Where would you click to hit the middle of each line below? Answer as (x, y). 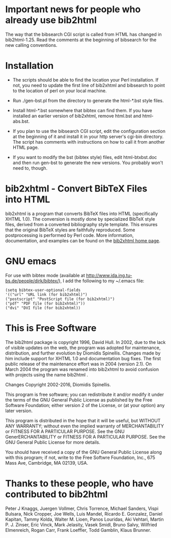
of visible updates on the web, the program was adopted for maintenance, (83, 347)
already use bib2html (51, 20)
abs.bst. (21, 121)
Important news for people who (73, 9)
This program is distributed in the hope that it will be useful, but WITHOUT (83, 420)
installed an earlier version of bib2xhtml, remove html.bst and (77, 116)
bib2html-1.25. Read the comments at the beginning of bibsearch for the (81, 40)
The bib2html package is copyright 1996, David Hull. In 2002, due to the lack (85, 342)
